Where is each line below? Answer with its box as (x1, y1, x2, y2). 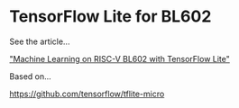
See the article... (9, 36, 70, 47)
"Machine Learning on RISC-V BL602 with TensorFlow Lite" (9, 53, 230, 64)
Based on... (9, 70, 51, 82)
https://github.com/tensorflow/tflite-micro (9, 88, 165, 99)
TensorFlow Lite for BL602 (9, 6, 212, 27)
